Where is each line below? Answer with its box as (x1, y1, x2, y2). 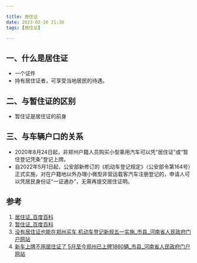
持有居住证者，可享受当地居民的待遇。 (14, 77, 108, 84)
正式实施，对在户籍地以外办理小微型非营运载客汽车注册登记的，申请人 (14, 170, 185, 177)
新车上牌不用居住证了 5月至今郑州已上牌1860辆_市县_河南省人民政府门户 (14, 242, 191, 250)
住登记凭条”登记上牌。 (14, 155, 69, 162)
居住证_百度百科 (14, 213, 54, 221)
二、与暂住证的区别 (6, 96, 76, 106)
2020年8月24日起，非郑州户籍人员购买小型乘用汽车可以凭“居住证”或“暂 (14, 148, 189, 155)
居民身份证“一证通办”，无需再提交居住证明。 (25, 178, 133, 185)
